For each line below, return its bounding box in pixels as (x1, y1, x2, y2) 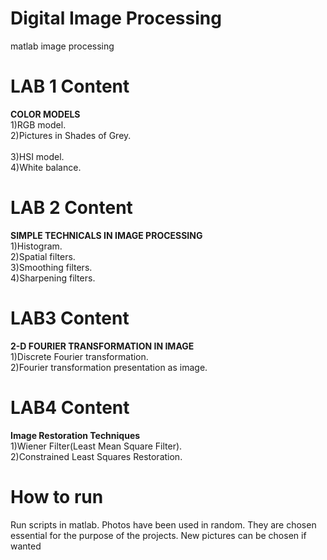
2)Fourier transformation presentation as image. (10, 361, 208, 373)
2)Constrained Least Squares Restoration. (10, 450, 183, 462)
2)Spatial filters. (10, 250, 76, 262)
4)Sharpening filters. (10, 272, 96, 284)
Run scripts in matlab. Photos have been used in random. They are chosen (10, 518, 317, 531)
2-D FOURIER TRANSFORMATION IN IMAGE (10, 340, 195, 352)
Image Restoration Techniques (10, 429, 141, 441)
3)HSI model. (10, 150, 65, 162)
